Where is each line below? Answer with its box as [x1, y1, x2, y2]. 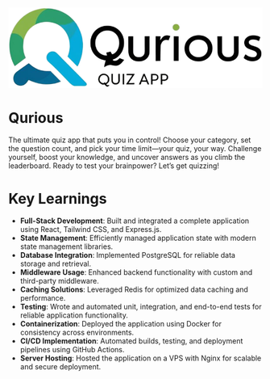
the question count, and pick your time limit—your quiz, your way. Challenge [8, 144, 262, 154]
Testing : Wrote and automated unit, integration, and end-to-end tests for [19, 302, 262, 312]
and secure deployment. [19, 362, 102, 372]
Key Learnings [8, 189, 107, 208]
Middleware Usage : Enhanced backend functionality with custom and [19, 267, 252, 277]
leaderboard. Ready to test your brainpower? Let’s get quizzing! [8, 161, 220, 171]
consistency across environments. [19, 327, 135, 338]
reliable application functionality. [19, 310, 129, 320]
